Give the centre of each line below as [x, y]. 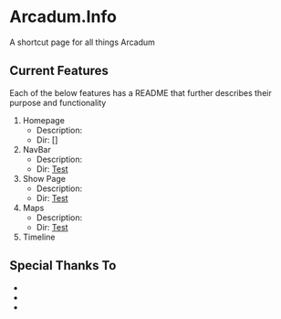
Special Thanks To [63, 266]
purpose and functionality [58, 102]
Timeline [39, 237]
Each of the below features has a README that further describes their [140, 92]
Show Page [44, 178]
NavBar [37, 149]
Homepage [44, 120]
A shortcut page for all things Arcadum [82, 42]
